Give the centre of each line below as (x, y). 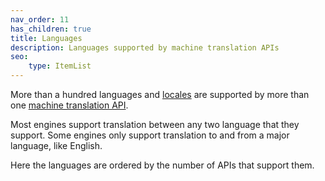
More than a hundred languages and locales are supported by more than (160, 94)
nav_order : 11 (40, 19)
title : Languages (46, 38)
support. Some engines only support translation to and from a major (150, 135)
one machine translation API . (69, 105)
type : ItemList (60, 66)
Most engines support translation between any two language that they (155, 124)
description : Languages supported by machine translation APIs (145, 47)
